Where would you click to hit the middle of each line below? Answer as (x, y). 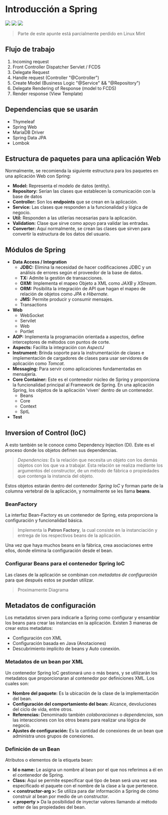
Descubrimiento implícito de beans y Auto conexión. (66, 649)
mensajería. (24, 374)
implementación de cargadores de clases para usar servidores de (80, 358)
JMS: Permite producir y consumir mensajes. (67, 299)
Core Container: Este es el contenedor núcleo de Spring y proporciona (86, 380)
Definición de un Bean (33, 749)
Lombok (21, 143)
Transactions (33, 305)
